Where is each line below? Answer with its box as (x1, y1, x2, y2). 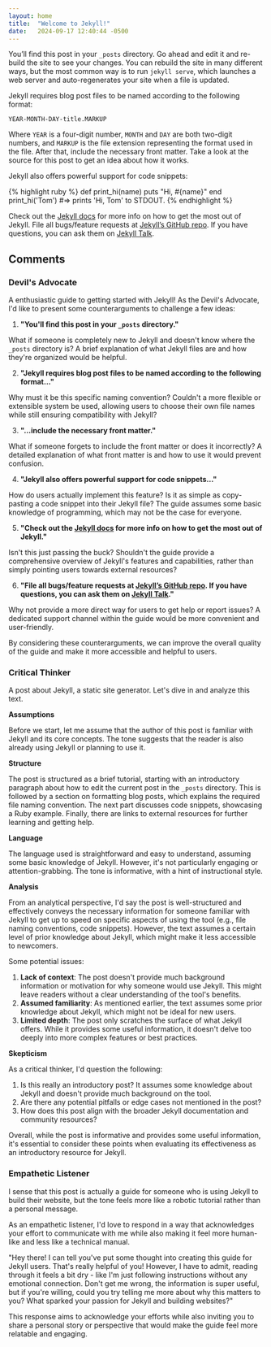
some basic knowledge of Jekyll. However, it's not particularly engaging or (8, 858, 258, 867)
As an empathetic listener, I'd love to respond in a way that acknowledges (8, 1219, 255, 1229)
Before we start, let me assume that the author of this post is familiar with (8, 725, 254, 736)
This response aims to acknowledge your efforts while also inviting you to (8, 1311, 255, 1321)
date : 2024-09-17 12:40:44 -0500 (8, 27, 129, 35)
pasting (8, 499, 34, 509)
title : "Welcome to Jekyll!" (8, 20, 111, 28)
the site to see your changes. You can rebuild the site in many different (27, 58, 263, 67)
